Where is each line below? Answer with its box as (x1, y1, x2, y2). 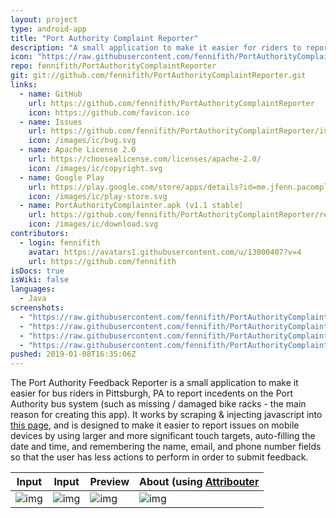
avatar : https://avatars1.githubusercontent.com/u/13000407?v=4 (28, 247, 302, 257)
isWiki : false (10, 275, 70, 285)
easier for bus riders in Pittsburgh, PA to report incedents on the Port (10, 387, 294, 400)
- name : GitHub (19, 89, 83, 99)
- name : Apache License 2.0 (19, 145, 137, 155)
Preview (89, 475, 130, 489)
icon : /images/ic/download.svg (28, 219, 159, 230)
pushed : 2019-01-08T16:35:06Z (10, 349, 137, 360)
